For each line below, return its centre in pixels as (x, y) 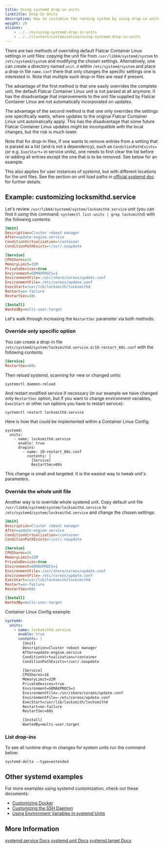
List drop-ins (21, 737)
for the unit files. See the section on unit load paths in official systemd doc (80, 177)
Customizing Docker (33, 803)
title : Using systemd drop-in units (42, 10)
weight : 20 (16, 23)
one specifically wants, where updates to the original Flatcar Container (76, 116)
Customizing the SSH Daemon (42, 808)
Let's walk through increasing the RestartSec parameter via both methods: (80, 319)
